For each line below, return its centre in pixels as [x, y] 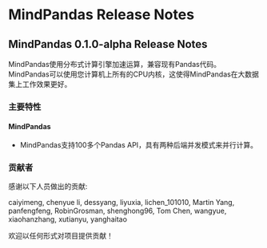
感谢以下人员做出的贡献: [48, 187]
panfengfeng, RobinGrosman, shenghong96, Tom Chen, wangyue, [118, 211]
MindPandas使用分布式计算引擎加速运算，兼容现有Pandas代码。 [115, 64]
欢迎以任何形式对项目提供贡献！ [61, 236]
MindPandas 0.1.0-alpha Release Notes [108, 44]
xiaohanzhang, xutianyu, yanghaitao [68, 219]
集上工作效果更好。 [40, 84]
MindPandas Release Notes [101, 15]
